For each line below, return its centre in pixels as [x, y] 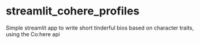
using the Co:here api [33, 34]
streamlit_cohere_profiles [73, 11]
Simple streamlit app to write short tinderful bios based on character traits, [100, 28]
